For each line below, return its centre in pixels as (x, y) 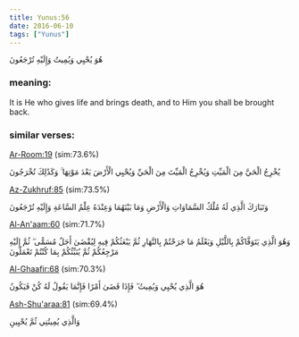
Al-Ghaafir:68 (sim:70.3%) (58, 268)
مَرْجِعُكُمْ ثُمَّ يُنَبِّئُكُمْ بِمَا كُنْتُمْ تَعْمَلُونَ (64, 251)
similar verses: (42, 135)
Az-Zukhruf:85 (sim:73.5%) (59, 190)
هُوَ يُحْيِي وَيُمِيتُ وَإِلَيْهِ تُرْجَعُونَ (56, 60)
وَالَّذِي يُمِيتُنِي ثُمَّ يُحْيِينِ (45, 321)
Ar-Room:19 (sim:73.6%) (54, 154)
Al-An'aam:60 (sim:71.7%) (57, 223)
